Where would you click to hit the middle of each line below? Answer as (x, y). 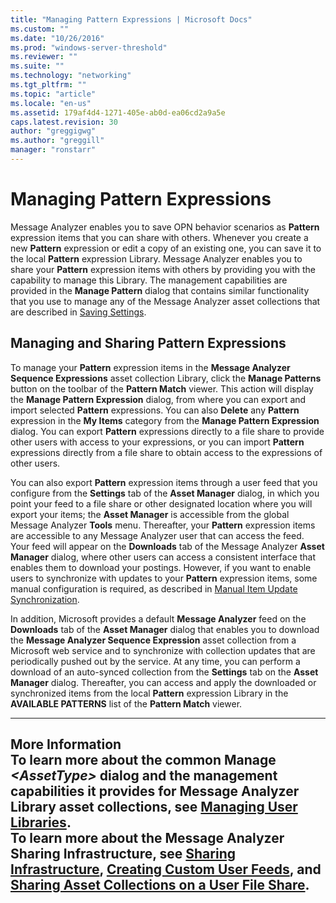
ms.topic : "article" (53, 94)
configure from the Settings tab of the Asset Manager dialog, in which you (165, 493)
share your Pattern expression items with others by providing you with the (163, 269)
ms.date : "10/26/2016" (57, 38)
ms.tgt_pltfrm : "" (48, 85)
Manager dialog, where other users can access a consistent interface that (163, 557)
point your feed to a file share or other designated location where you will (161, 503)
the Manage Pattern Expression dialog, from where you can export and (158, 399)
